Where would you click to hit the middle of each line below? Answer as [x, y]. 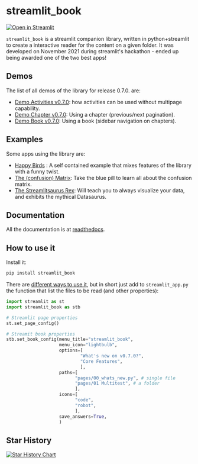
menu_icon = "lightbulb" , [88, 345]
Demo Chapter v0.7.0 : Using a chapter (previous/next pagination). [95, 114]
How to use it [31, 248]
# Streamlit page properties [42, 318]
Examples [25, 139]
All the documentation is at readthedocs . [56, 230]
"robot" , [85, 405]
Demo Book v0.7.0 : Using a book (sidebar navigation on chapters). [95, 121]
